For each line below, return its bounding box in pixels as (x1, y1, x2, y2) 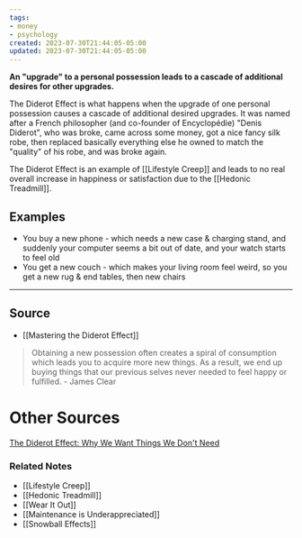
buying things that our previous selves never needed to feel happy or (31, 366, 288, 377)
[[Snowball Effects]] (22, 518, 97, 529)
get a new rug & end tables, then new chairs (22, 271, 186, 282)
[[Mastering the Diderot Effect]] (22, 330, 139, 341)
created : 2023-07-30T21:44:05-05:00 (9, 38, 147, 48)
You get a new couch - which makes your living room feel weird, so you (22, 261, 288, 272)
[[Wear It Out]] (22, 499, 76, 510)
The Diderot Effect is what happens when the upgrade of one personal (9, 98, 271, 109)
